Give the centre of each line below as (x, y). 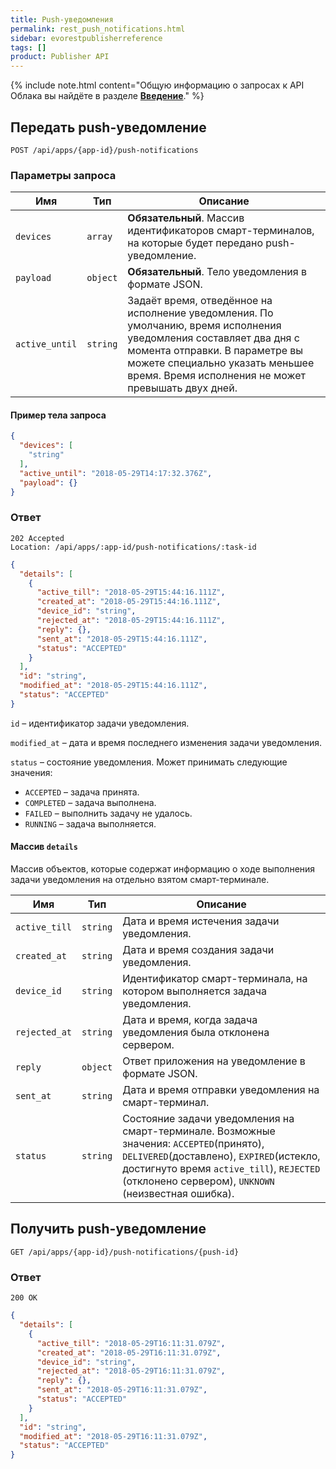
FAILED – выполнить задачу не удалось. (108, 813)
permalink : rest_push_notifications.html (98, 29)
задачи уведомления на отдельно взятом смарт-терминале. (140, 880)
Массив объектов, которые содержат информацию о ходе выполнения (163, 869)
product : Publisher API (60, 57)
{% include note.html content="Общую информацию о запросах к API (157, 85)
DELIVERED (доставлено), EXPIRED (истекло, (221, 1156)
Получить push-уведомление (108, 1229)
